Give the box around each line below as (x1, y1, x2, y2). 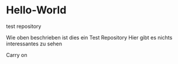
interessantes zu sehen (6, 40, 63, 47)
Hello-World (6, 3, 67, 17)
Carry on (6, 51, 28, 58)
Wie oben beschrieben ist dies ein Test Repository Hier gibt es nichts (6, 34, 173, 41)
